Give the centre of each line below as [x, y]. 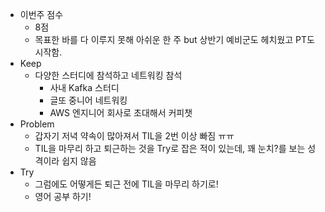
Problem [37, 124]
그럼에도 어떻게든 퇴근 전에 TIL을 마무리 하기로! [126, 184]
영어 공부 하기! [63, 196]
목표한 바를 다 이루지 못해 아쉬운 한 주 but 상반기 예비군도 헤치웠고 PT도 [174, 39]
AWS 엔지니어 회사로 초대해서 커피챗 [121, 112]
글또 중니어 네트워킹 [88, 100]
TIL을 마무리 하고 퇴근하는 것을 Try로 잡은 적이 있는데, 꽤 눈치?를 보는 [170, 148]
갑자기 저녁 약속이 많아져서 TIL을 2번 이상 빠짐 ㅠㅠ [134, 136]
